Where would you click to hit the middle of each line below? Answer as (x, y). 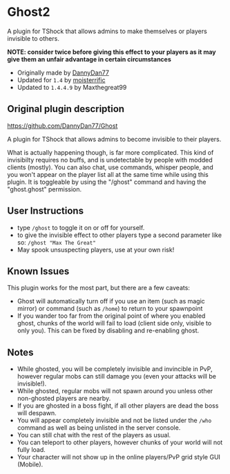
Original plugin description (66, 109)
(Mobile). (30, 464)
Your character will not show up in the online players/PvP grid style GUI (119, 457)
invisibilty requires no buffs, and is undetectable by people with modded (110, 160)
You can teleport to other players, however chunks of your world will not (120, 442)
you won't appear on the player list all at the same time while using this (108, 174)
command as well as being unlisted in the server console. (99, 428)
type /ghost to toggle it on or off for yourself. (81, 227)
